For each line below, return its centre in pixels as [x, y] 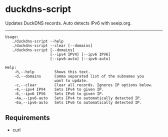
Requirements [27, 118]
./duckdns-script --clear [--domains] [52, 45]
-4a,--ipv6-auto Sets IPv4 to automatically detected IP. [78, 98]
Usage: [12, 37]
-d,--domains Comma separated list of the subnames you [79, 76]
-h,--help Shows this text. [52, 72]
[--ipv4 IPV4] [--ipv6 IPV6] [80, 54]
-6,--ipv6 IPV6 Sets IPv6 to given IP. [59, 93]
